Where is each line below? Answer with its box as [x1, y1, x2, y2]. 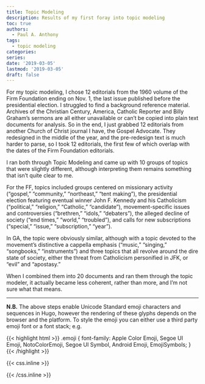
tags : [6, 37, 20, 43]
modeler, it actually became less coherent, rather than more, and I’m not [6, 279, 187, 287]
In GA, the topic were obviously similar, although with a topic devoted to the [6, 235, 196, 242]
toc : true [6, 20, 32, 26]
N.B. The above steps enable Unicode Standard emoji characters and [6, 303, 181, 311]
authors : [6, 26, 29, 32]
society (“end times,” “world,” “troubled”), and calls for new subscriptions [6, 216, 191, 224]
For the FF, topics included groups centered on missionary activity [6, 184, 173, 191]
